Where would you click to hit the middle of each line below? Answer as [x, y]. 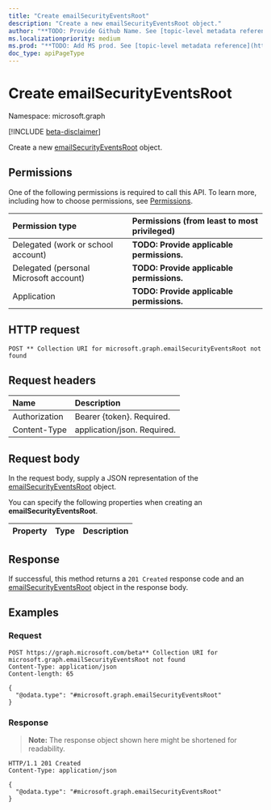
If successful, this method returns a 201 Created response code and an [126, 579]
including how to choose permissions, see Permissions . [101, 201]
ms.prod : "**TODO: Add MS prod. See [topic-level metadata [110, 46]
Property [30, 531]
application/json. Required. [125, 430]
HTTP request [44, 330]
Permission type [45, 226]
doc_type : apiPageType [46, 53]
